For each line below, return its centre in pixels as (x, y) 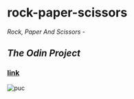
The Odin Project (44, 53)
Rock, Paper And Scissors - (46, 32)
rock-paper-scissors (67, 13)
